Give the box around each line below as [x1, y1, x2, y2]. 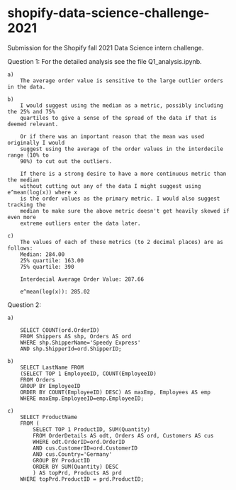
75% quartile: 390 [20, 263, 74, 270]
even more [7, 213, 37, 221]
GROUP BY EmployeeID [20, 382, 81, 389]
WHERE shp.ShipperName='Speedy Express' [20, 339, 141, 346]
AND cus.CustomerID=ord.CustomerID [33, 445, 138, 452]
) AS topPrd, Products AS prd [33, 469, 122, 477]
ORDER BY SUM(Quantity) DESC [33, 463, 119, 470]
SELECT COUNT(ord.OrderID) [20, 326, 100, 334]
